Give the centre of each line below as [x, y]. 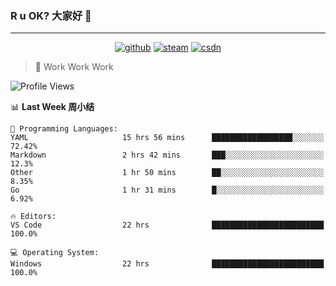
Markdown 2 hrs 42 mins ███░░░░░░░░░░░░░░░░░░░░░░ [167, 155]
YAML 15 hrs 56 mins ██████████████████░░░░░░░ [167, 138]
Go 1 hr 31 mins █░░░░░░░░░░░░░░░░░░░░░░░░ [167, 190]
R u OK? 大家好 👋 [51, 15]
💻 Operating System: [55, 253]
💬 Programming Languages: [64, 129]
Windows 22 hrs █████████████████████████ [167, 264]
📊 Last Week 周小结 [52, 107]
